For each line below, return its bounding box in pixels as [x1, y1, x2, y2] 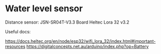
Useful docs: [5, 28, 31, 34]
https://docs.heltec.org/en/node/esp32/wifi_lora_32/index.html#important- [5, 38, 156, 44]
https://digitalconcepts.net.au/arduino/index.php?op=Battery [26, 43, 149, 49]
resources [5, 43, 25, 49]
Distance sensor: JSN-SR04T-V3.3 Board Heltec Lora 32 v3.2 [5, 19, 130, 25]
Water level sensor [5, 3, 83, 14]
